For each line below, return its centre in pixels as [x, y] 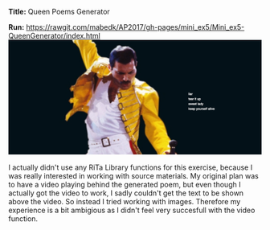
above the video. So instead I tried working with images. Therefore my [125, 202]
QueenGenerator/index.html [54, 36]
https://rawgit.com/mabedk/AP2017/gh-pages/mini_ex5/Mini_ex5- [135, 27]
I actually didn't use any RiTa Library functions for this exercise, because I [131, 167]
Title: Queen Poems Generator [59, 12]
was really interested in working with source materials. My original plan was [133, 176]
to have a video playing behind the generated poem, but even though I [125, 185]
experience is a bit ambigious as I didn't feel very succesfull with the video [132, 210]
